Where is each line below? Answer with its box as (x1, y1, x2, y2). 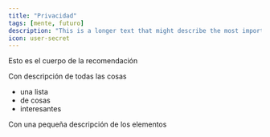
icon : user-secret (8, 34, 70, 42)
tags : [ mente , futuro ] (8, 19, 84, 27)
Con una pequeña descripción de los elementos (8, 119, 167, 129)
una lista (19, 87, 48, 97)
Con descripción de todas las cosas (8, 71, 127, 81)
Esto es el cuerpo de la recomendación (8, 56, 138, 66)
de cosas (19, 95, 51, 105)
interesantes (19, 104, 62, 114)
